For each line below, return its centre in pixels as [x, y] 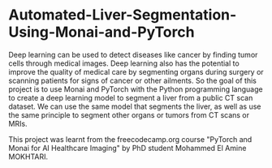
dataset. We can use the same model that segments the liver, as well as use [135, 106]
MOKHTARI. [28, 157]
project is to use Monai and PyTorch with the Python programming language [136, 89]
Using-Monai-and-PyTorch [101, 32]
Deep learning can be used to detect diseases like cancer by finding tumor [133, 54]
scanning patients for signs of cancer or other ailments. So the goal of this [133, 80]
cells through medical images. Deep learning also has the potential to [124, 63]
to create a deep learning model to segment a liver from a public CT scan [131, 97]
